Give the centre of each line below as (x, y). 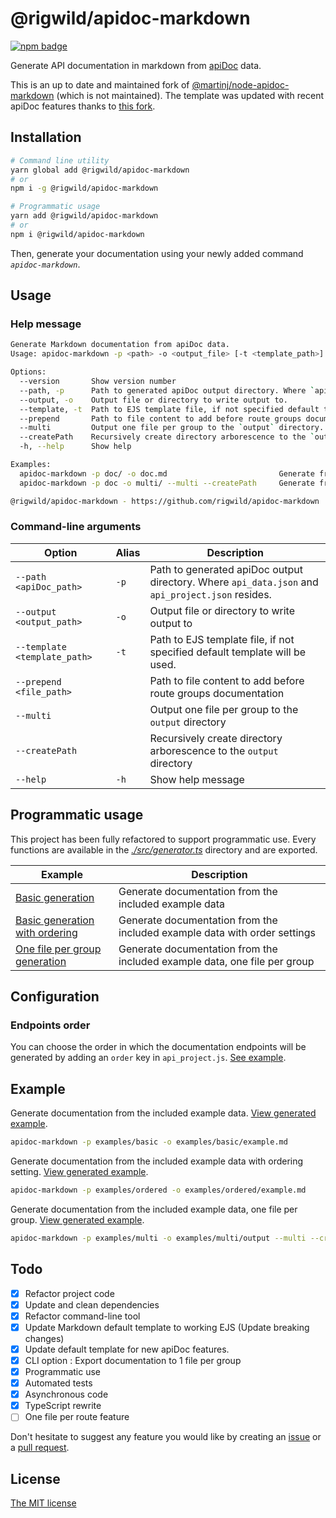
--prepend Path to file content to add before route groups (160, 418)
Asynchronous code (66, 1394)
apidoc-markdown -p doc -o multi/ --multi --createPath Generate (167, 483)
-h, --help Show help (75, 447)
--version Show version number (98, 382)
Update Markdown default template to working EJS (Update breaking (167, 1327)
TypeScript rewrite (63, 1406)
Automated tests (58, 1383)
